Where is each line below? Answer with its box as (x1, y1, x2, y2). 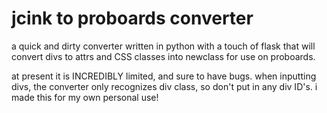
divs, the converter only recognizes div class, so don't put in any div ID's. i (11, 80, 318, 92)
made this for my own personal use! (11, 91, 159, 103)
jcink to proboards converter (11, 7, 254, 30)
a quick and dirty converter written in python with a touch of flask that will (11, 40, 316, 52)
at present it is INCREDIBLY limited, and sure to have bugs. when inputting (11, 70, 317, 82)
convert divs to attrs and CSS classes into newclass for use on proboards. (11, 50, 316, 62)
